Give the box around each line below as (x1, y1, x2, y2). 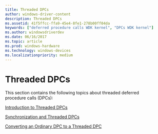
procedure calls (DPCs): (5, 95, 54, 101)
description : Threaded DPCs (5, 16, 62, 21)
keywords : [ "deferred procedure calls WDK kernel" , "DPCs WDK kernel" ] (5, 25, 154, 30)
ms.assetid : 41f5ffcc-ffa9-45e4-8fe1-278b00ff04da (5, 21, 110, 26)
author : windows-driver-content (5, 12, 71, 17)
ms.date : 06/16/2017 (5, 35, 47, 40)
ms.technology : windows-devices (5, 48, 71, 53)
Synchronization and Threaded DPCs (5, 114, 79, 120)
